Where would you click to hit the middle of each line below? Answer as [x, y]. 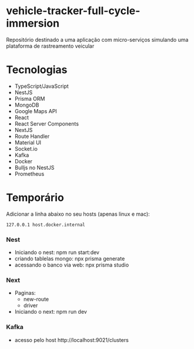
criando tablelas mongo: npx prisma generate [70, 259]
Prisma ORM [30, 98]
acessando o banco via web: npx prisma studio [72, 265]
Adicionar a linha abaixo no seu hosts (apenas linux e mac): [78, 214]
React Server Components [47, 124]
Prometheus [29, 174]
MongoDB [27, 105]
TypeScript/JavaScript [41, 86]
